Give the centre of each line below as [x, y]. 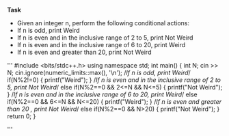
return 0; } [22, 116]
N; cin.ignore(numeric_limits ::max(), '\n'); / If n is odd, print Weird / [99, 72]
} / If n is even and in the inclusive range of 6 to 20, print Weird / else [102, 94]
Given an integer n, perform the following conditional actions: [103, 23]
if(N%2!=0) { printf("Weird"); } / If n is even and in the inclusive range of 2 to [114, 80]
